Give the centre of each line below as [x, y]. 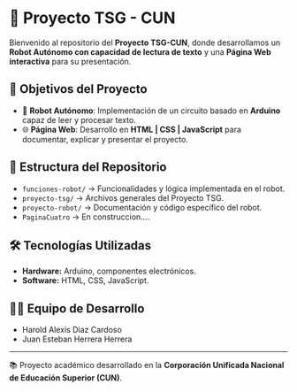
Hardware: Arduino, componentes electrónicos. [109, 271]
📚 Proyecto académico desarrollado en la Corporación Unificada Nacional [147, 365]
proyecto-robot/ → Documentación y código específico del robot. [142, 207]
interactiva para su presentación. [70, 61]
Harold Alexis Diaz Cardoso [72, 330]
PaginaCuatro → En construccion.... [86, 217]
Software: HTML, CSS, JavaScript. [85, 281]
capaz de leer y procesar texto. [79, 119]
